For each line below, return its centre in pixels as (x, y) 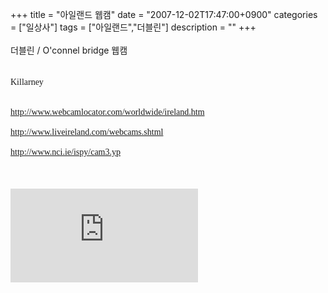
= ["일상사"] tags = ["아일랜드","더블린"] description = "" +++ (133, 27)
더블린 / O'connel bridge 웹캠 (69, 50)
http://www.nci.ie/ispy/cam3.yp (66, 152)
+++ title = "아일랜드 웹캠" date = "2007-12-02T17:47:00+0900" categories (164, 14)
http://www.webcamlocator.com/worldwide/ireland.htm (107, 112)
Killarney (27, 82)
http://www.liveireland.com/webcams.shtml (87, 132)
